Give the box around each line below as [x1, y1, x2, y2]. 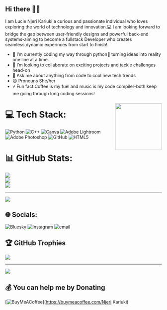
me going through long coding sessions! [12, 90, 95, 96]
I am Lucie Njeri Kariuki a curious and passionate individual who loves [5, 18, 148, 24]
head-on [12, 67, 30, 73]
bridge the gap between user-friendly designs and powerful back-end [5, 31, 149, 37]
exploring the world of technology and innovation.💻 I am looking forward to [5, 23, 161, 30]
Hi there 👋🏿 [5, 5, 41, 13]
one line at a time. [12, 56, 49, 62]
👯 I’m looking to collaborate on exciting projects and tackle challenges [12, 62, 156, 68]
